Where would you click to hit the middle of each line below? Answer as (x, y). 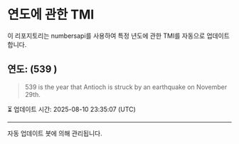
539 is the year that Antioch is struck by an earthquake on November (126, 87)
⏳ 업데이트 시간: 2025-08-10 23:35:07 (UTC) (72, 109)
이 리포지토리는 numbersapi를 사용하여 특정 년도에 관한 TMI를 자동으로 (106, 36)
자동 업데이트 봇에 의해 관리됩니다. (55, 133)
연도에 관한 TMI (51, 15)
